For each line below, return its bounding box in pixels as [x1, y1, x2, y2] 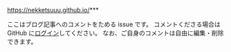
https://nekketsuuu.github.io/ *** [7, 6, 99, 14]
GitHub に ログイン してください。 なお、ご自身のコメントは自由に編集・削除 [7, 29, 224, 37]
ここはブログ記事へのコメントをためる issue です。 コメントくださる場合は [7, 20, 221, 28]
